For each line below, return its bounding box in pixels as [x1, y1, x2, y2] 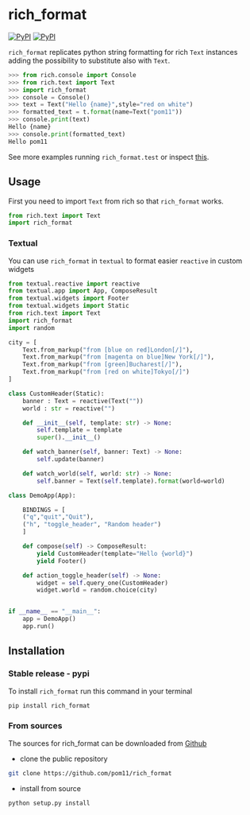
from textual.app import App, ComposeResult [8, 287, 158, 295]
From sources [8, 720, 63, 732]
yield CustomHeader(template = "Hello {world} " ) [37, 549, 194, 557]
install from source [19, 783, 82, 793]
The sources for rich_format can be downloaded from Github [8, 738, 207, 748]
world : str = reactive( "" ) [22, 404, 115, 413]
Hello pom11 [8, 138, 48, 146]
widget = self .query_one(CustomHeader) [37, 579, 169, 587]
